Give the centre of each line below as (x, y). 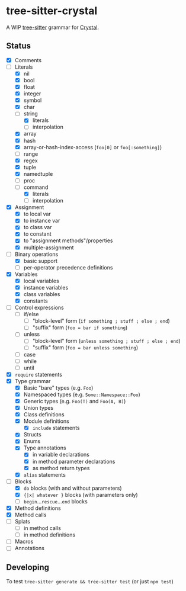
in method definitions (49, 535)
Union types (39, 408)
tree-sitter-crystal (52, 11)
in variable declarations (61, 455)
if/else (31, 314)
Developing (28, 567)
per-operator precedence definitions (68, 267)
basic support (41, 261)
